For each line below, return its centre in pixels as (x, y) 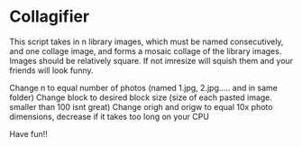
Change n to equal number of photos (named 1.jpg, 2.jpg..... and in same (143, 87)
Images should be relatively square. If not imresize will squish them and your (151, 60)
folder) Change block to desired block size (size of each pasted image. (141, 97)
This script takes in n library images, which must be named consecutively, (146, 41)
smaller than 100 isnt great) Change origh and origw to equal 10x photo (141, 106)
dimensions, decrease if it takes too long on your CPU (110, 116)
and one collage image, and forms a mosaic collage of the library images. (146, 51)
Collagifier (50, 17)
